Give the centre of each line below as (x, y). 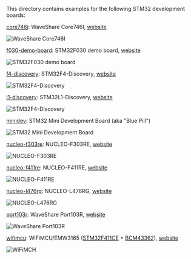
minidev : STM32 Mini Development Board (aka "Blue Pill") (79, 121)
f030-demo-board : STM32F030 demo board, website (73, 50)
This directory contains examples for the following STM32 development (96, 9)
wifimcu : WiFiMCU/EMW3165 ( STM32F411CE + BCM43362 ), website (92, 238)
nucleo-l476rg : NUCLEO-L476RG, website (59, 191)
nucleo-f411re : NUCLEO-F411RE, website (57, 168)
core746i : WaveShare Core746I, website (57, 27)
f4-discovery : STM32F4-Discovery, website (61, 74)
